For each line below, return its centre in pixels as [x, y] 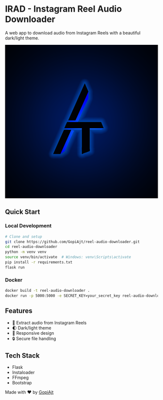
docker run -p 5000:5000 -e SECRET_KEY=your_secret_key [63, 296]
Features [19, 311]
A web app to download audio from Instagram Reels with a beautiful [73, 33]
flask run [15, 267]
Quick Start [23, 212]
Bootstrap [22, 383]
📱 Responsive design [33, 333]
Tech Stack [22, 356]
